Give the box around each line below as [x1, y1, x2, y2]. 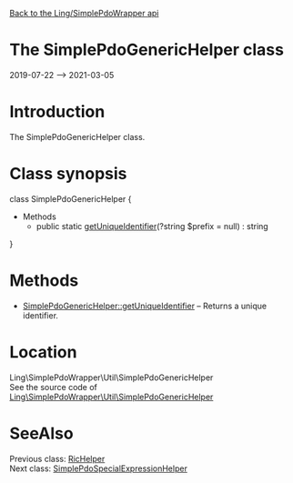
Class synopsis [9, 164, 127, 185]
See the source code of [9, 381, 98, 392]
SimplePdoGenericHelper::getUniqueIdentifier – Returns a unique [22, 300, 267, 311]
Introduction [9, 102, 106, 122]
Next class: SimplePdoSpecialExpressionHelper [9, 463, 188, 474]
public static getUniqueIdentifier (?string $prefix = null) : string [35, 220, 268, 231]
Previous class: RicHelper [9, 453, 106, 464]
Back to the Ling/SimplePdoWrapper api [9, 8, 159, 18]
